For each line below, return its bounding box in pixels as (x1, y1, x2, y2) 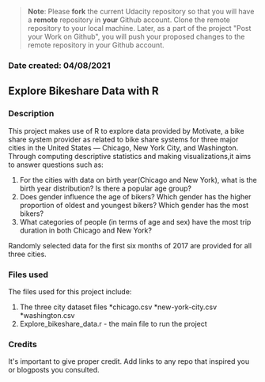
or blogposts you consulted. (8, 365, 100, 375)
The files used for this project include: (8, 286, 132, 296)
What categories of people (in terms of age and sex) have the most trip (19, 217, 252, 226)
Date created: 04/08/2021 (8, 59, 111, 70)
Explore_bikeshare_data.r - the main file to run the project (19, 319, 207, 328)
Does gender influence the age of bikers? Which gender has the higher (19, 191, 252, 201)
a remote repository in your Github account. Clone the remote (27, 15, 231, 25)
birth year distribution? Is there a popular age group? (19, 183, 192, 193)
